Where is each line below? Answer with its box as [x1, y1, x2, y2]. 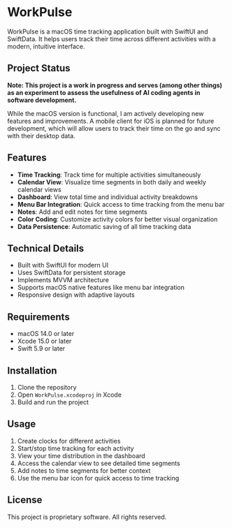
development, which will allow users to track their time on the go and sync [7, 124, 222, 133]
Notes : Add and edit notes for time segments [17, 207, 148, 216]
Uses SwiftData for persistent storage [17, 268, 126, 277]
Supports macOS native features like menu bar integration [17, 284, 185, 292]
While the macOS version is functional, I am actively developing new [7, 109, 204, 117]
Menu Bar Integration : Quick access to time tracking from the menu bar [17, 200, 225, 208]
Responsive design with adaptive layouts [17, 291, 135, 299]
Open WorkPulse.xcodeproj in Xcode [17, 390, 122, 399]
